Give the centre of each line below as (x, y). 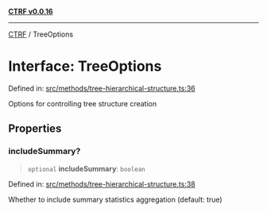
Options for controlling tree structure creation (83, 103)
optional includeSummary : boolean (86, 168)
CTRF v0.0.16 (31, 12)
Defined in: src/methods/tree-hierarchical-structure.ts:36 (102, 88)
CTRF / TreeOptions (41, 34)
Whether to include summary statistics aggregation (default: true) (115, 199)
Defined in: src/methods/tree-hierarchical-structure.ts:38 (102, 184)
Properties (35, 129)
